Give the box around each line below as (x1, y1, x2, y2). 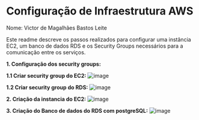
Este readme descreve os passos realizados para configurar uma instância (6, 36, 191, 43)
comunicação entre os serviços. (6, 48, 86, 55)
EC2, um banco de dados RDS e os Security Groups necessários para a (6, 42, 183, 49)
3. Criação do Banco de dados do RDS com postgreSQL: (6, 107, 148, 114)
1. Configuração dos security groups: (6, 60, 101, 68)
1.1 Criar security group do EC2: (6, 72, 87, 79)
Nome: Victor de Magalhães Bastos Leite (6, 24, 107, 31)
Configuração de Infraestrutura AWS (6, 4, 194, 18)
